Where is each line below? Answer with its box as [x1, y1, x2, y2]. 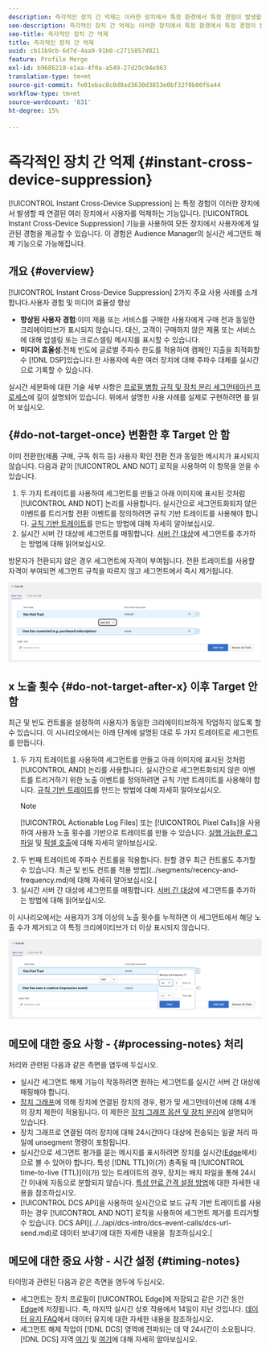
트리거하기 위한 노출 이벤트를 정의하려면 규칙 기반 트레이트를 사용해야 [35, 775, 252, 785]
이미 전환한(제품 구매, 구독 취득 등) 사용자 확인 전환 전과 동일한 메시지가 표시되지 [8, 451, 260, 461]
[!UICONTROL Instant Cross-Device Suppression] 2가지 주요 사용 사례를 [8, 287, 243, 297]
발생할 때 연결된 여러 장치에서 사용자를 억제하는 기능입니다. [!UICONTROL [16, 209, 249, 218]
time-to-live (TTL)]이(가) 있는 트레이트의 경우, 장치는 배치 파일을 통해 [19, 1168, 239, 1178]
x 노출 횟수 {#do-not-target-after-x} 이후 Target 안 [8, 680, 258, 694]
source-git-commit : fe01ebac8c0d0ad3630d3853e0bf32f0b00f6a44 [8, 81, 221, 89]
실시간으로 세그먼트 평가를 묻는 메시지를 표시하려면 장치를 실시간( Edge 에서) [19, 1148, 257, 1158]
